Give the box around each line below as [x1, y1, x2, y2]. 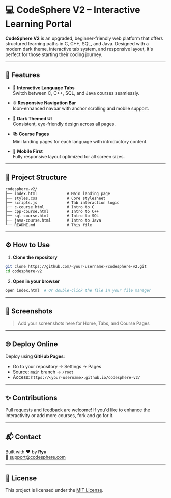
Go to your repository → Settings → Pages [12, 363, 102, 369]
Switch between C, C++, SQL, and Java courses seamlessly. [12, 90, 140, 96]
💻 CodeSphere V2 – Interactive [5, 4, 141, 16]
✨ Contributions [5, 394, 58, 402]
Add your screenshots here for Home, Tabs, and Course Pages [17, 320, 150, 326]
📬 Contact [5, 432, 41, 441]
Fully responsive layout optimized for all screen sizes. [12, 153, 125, 159]
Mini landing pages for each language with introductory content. [12, 138, 148, 144]
